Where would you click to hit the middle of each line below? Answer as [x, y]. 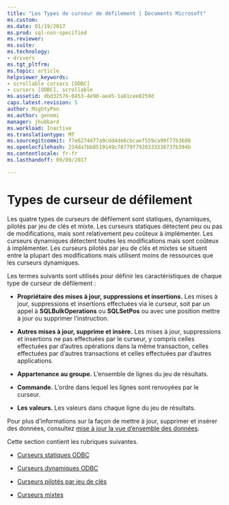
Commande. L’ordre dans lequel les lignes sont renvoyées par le [108, 387]
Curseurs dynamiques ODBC [57, 468]
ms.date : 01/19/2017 [37, 26]
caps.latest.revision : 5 [42, 103]
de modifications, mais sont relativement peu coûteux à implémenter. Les [110, 233]
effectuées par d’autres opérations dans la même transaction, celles [113, 346]
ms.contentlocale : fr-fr [42, 154]
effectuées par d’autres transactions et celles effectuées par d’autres [114, 353]
